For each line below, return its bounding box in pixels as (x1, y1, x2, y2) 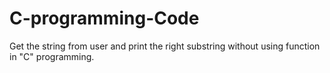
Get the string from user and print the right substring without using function (9, 40, 321, 52)
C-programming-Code (9, 7, 200, 30)
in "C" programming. (9, 50, 95, 62)
